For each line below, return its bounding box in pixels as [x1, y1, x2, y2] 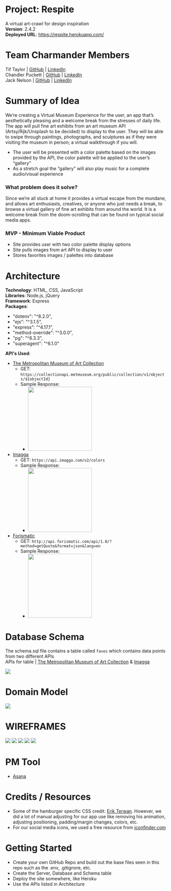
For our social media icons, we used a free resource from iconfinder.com [12, 824, 166, 831]
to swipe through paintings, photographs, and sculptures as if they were [5, 134, 157, 140]
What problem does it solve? [5, 183, 78, 190]
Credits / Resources [5, 791, 91, 803]
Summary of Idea [5, 95, 80, 107]
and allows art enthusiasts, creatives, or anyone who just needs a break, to [5, 201, 162, 207]
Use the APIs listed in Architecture [12, 881, 85, 887]
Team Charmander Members [5, 50, 130, 61]
